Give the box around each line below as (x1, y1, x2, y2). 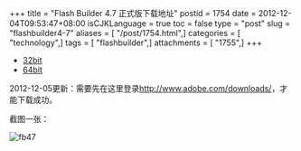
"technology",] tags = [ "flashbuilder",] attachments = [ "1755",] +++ (9, 37, 262, 48)
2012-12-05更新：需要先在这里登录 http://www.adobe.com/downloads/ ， (9, 83, 280, 93)
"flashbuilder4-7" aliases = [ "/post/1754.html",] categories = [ (9, 28, 241, 38)
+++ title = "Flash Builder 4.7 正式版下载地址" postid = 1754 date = (9, 8, 257, 18)
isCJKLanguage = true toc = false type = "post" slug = (87, 18, 291, 29)
